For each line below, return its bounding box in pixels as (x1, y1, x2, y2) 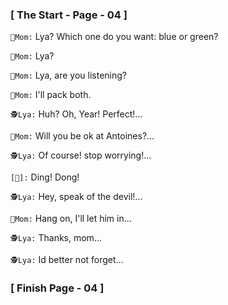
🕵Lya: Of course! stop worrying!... (10, 149, 152, 162)
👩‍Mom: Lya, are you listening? (10, 69, 127, 82)
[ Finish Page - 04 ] (10, 281, 105, 295)
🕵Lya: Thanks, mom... (10, 232, 102, 244)
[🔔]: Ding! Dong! (10, 171, 80, 183)
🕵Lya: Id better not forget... (10, 254, 124, 266)
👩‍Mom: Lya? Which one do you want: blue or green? (10, 31, 219, 43)
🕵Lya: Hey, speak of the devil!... (10, 191, 143, 203)
